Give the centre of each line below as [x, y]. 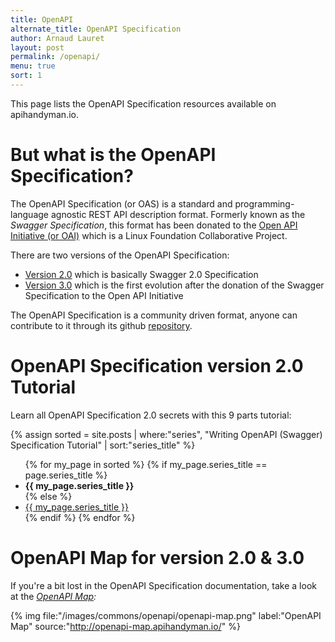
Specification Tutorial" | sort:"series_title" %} [103, 445]
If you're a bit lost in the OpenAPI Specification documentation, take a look [163, 585]
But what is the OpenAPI [113, 155]
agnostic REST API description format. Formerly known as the [178, 214]
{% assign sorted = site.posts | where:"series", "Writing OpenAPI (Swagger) [166, 434]
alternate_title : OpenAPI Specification [96, 29]
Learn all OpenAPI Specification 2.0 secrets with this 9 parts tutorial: [151, 415]
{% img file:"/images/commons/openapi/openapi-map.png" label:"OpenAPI [166, 615]
